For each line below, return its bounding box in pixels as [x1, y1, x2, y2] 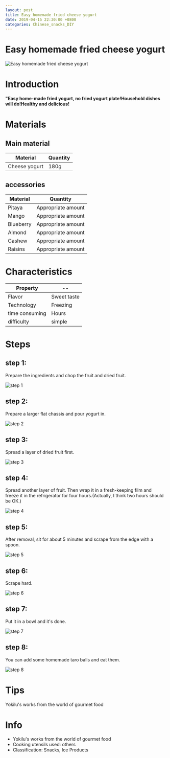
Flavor [8, 293, 23, 300]
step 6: [5, 566, 28, 575]
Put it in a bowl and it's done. [5, 618, 66, 624]
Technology [8, 301, 37, 308]
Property [16, 284, 38, 291]
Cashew [8, 237, 28, 244]
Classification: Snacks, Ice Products [12, 747, 88, 753]
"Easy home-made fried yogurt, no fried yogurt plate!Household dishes [5, 96, 161, 102]
